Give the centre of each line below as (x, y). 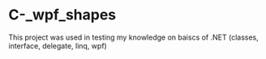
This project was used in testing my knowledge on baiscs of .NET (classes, (134, 37)
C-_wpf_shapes (62, 15)
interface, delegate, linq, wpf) (58, 45)
